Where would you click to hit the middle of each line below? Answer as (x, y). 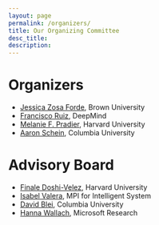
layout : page (30, 16)
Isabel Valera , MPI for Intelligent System (85, 196)
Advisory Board (61, 165)
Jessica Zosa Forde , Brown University (82, 107)
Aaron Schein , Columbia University (77, 133)
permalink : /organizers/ (50, 23)
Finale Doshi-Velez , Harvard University (83, 187)
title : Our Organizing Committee (64, 30)
